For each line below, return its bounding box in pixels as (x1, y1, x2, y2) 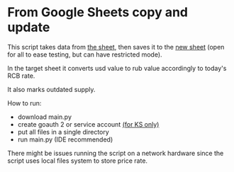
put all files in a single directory (17, 127, 110, 136)
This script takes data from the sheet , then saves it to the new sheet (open (7, 42, 225, 51)
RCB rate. (7, 71, 35, 80)
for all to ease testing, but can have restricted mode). (7, 50, 162, 59)
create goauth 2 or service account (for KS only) (17, 120, 160, 128)
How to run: (7, 98, 42, 107)
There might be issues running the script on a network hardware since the (7, 149, 224, 157)
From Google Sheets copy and (7, 4, 189, 21)
